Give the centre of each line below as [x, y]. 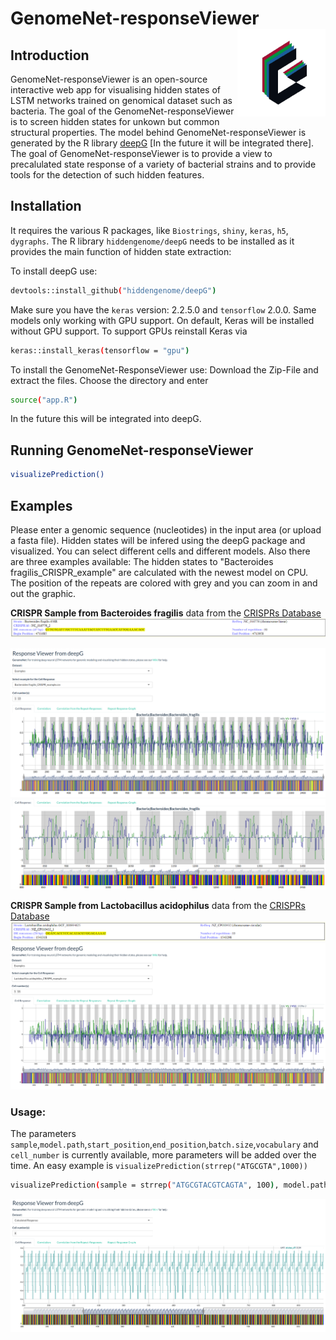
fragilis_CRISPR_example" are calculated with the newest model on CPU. [159, 572]
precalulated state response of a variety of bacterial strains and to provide [163, 164]
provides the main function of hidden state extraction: [121, 251]
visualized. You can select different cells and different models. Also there [160, 551]
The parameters [43, 1133]
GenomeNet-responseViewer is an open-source [109, 79]
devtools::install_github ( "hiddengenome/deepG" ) [113, 290]
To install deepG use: [54, 271]
